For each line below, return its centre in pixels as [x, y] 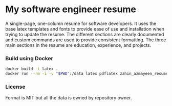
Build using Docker [29, 58]
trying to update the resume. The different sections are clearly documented [85, 34]
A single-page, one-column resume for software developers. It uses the [81, 23]
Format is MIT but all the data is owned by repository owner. [69, 98]
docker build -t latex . [32, 69]
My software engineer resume [71, 9]
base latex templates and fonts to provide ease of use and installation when [85, 29]
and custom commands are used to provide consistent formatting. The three [86, 40]
